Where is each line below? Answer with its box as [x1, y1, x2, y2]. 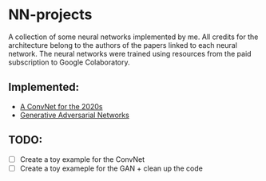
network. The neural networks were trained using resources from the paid [8, 49, 252, 58]
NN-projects [8, 6, 93, 24]
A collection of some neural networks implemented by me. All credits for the [8, 32, 259, 41]
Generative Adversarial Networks [19, 110, 129, 120]
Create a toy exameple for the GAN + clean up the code [19, 163, 204, 173]
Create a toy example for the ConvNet [19, 154, 145, 164]
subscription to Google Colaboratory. [8, 57, 130, 67]
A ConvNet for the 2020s [19, 101, 103, 111]
